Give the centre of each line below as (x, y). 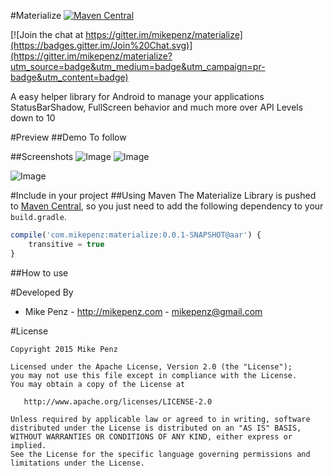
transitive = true (66, 244)
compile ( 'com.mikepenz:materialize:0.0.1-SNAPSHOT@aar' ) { (136, 235)
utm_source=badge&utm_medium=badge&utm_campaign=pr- (138, 66)
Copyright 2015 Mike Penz (64, 349)
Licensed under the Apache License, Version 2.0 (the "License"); (151, 366)
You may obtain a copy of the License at (98, 384)
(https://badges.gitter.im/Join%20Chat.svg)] (101, 45)
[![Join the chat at (47, 34)
